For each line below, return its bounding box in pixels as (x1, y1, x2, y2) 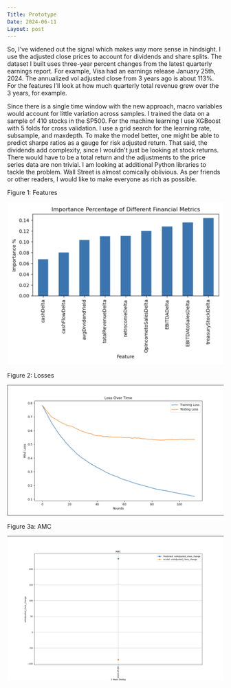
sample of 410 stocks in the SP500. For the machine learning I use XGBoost (7, 117, 221, 125)
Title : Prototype (7, 11, 57, 18)
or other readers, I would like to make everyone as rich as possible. (7, 175, 197, 183)
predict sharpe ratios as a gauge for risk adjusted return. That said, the (7, 139, 208, 147)
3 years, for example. (7, 89, 67, 98)
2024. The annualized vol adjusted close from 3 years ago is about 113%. (7, 74, 214, 82)
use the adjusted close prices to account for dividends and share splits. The (7, 52, 222, 61)
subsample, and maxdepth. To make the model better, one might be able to (7, 131, 220, 140)
